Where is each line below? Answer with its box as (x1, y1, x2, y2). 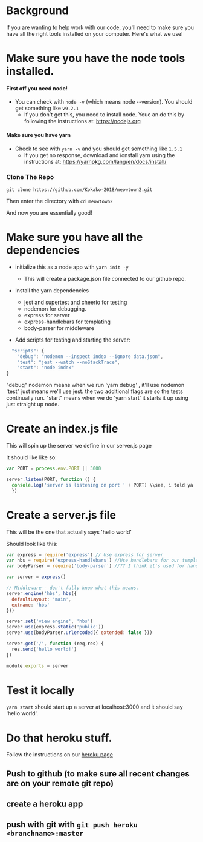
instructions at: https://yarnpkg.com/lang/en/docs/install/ (24, 158, 167, 165)
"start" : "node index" (17, 365, 74, 371)
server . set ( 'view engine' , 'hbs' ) (6, 618, 94, 625)
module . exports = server (6, 662, 69, 669)
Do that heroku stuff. (6, 731, 112, 745)
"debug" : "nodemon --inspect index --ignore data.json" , (17, 353, 164, 360)
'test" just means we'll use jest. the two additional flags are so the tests (6, 388, 183, 395)
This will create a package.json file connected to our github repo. (24, 275, 186, 282)
